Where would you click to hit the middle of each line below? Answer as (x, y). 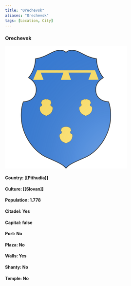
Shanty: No (17, 267)
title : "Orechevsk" (25, 10)
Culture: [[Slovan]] (24, 189)
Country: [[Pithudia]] (27, 178)
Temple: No (17, 278)
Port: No (14, 234)
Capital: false (19, 223)
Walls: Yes (16, 256)
